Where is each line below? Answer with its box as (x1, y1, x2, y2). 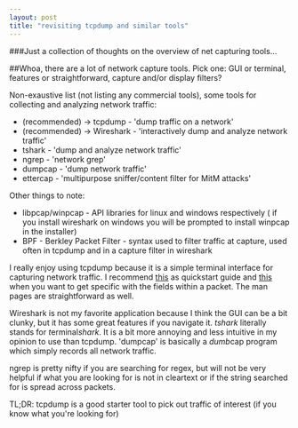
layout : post (9, 12, 58, 22)
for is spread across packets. (9, 381, 116, 392)
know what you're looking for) (9, 408, 119, 418)
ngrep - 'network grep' (21, 154, 107, 164)
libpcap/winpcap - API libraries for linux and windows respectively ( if (21, 207, 278, 218)
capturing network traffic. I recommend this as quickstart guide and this (9, 272, 273, 282)
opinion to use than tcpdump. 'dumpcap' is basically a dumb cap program (9, 336, 278, 346)
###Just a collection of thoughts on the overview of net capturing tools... (9, 45, 278, 56)
